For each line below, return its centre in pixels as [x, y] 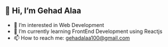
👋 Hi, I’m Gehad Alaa [43, 11]
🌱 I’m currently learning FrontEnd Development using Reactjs [88, 31]
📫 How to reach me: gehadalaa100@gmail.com [72, 38]
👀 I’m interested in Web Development [59, 25]
